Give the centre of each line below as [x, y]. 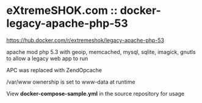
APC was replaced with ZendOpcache [54, 70]
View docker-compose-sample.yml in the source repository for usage [96, 93]
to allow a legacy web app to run [47, 58]
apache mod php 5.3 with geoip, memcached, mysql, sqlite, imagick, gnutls [101, 51]
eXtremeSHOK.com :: [62, 11]
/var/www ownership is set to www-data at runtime [71, 82]
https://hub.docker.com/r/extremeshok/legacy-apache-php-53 [85, 40]
